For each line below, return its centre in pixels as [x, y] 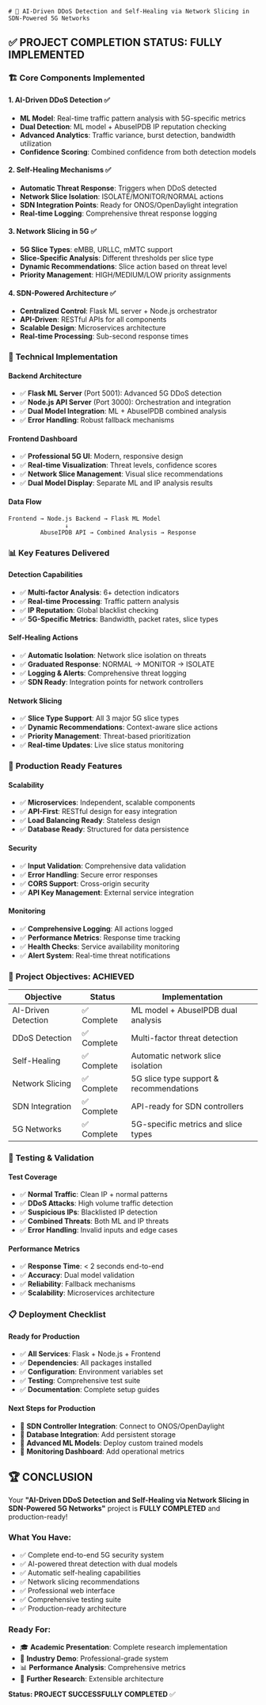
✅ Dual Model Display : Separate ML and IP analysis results [116, 483]
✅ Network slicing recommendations [80, 1581]
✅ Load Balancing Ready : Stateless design [90, 820]
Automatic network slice [176, 1056]
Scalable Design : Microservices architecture [93, 328]
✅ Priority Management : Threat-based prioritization [105, 736]
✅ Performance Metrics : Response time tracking [100, 937]
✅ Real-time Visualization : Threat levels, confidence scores [118, 465]
